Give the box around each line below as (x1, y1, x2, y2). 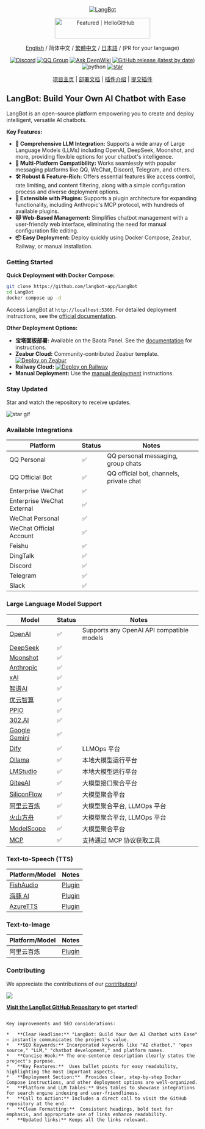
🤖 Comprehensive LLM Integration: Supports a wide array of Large (15, 140, 185, 147)
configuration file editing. (15, 226, 79, 234)
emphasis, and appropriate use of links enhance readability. (6, 1111, 168, 1117)
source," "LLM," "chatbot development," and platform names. (6, 1047, 165, 1053)
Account (9, 532, 34, 540)
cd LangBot (6, 289, 34, 295)
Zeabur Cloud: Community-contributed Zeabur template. (15, 350, 159, 357)
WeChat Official (9, 524, 55, 533)
